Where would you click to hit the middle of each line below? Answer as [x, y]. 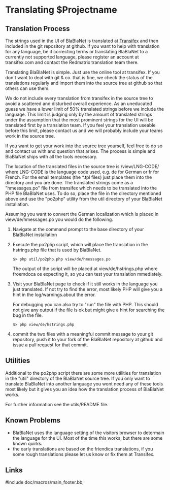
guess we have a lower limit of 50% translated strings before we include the [84, 109]
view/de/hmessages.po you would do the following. [59, 219]
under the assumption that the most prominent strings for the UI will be [79, 120]
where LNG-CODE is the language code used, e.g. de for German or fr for [82, 172]
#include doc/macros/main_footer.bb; [45, 482]
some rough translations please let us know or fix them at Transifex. [83, 454]
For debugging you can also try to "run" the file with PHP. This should [85, 304]
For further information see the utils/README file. [57, 404]
